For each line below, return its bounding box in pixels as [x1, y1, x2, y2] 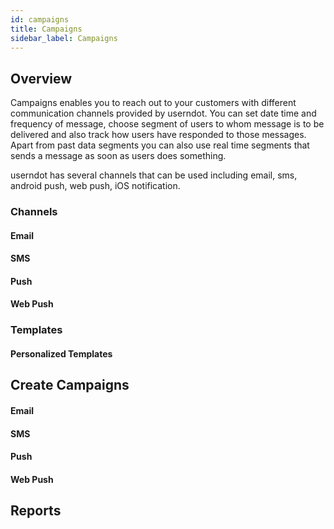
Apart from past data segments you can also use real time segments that [10, 139, 310, 151]
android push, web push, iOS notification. [10, 180, 181, 192]
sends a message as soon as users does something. [10, 150, 227, 162]
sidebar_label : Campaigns [10, 33, 118, 43]
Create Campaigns [10, 377, 130, 394]
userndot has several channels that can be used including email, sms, [10, 169, 298, 181]
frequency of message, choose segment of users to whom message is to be [10, 118, 325, 130]
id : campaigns [10, 14, 70, 25]
